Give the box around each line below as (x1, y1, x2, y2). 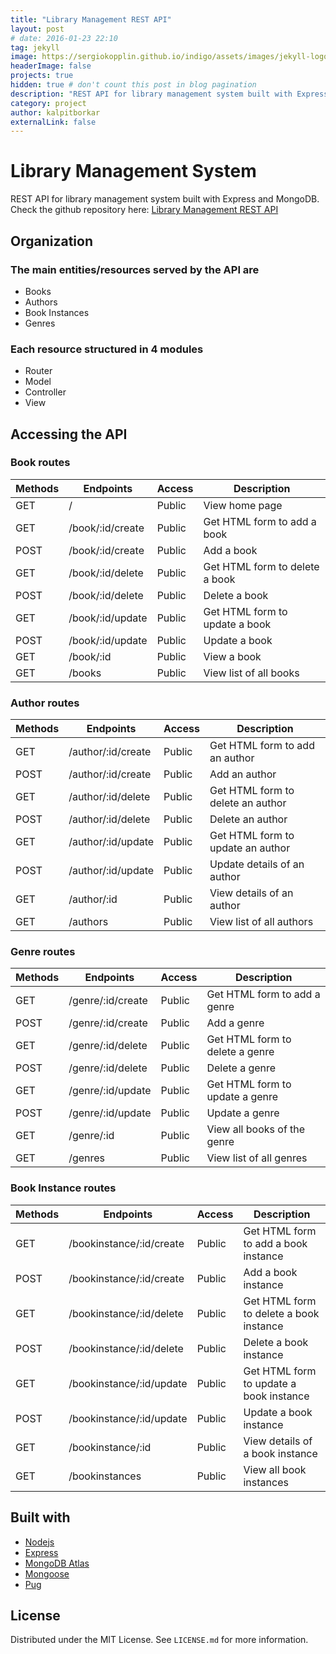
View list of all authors (209, 915, 314, 929)
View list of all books (203, 666, 300, 680)
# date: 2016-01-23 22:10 (10, 33, 118, 43)
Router (24, 365, 53, 377)
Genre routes (10, 945, 76, 959)
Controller (24, 386, 67, 398)
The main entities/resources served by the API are (10, 262, 260, 276)
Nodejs (24, 1536, 55, 1548)
